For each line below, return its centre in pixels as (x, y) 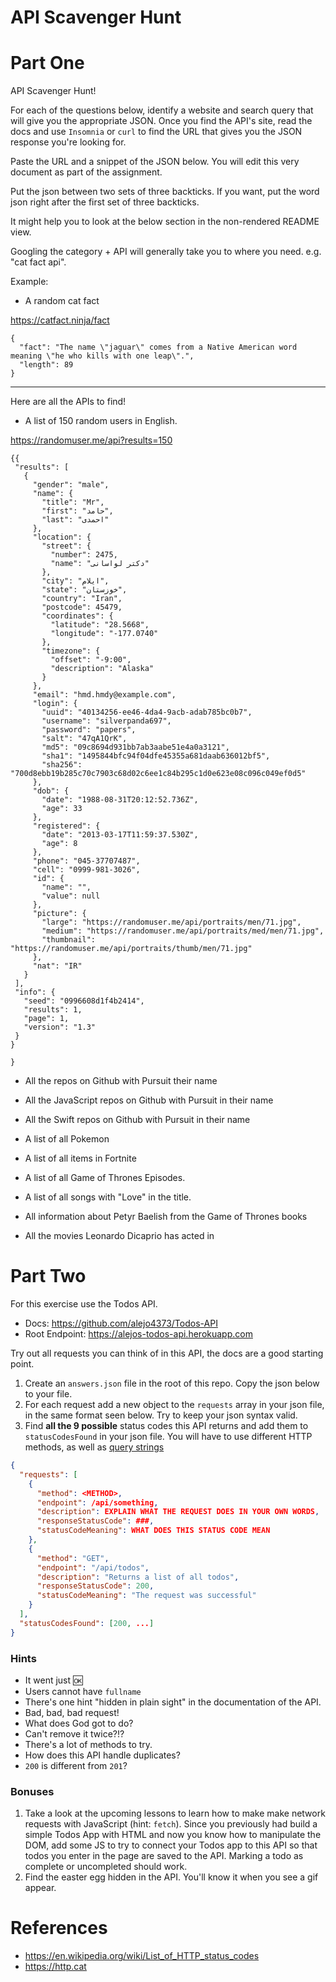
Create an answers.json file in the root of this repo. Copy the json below (172, 1383)
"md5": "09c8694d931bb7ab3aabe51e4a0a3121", (135, 747)
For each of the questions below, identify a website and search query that (162, 110)
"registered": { (66, 826)
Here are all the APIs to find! (68, 402)
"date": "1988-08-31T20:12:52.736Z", (120, 800)
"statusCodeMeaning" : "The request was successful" (146, 1596)
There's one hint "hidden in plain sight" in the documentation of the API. (173, 1702)
